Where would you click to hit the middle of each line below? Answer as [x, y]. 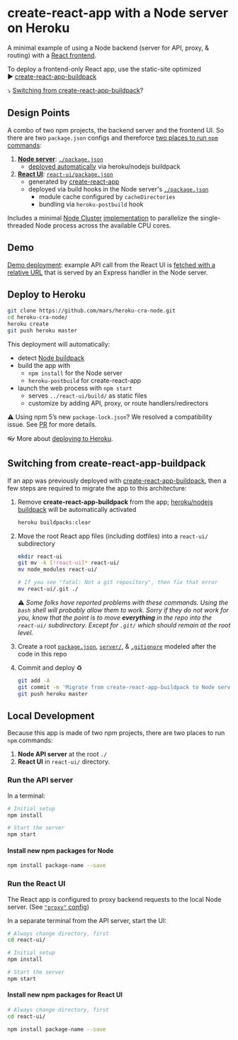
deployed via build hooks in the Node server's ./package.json [118, 189]
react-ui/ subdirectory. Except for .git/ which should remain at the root [124, 625]
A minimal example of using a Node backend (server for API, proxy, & [108, 47]
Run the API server [40, 780]
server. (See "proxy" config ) [49, 907]
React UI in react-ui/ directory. [63, 762]
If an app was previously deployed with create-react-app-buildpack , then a [117, 481]
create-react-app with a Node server [118, 13]
